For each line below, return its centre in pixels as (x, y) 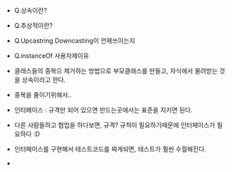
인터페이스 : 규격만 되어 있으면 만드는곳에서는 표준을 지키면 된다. (104, 110)
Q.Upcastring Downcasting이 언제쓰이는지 (74, 41)
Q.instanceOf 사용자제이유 (52, 56)
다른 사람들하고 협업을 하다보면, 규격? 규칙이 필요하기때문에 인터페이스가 (115, 125)
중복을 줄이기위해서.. (43, 95)
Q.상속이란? (31, 10)
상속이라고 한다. (44, 80)
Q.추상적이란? (33, 26)
